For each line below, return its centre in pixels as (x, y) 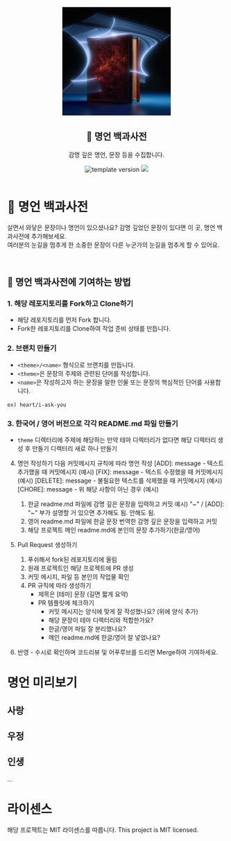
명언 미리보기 (42, 683)
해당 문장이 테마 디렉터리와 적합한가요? (101, 621)
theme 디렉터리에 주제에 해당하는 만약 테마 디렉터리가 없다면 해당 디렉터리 (117, 440)
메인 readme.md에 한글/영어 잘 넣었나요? (104, 638)
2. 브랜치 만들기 (32, 348)
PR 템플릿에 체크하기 (66, 603)
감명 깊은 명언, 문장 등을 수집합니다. (117, 155)
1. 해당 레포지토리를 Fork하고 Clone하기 (70, 304)
